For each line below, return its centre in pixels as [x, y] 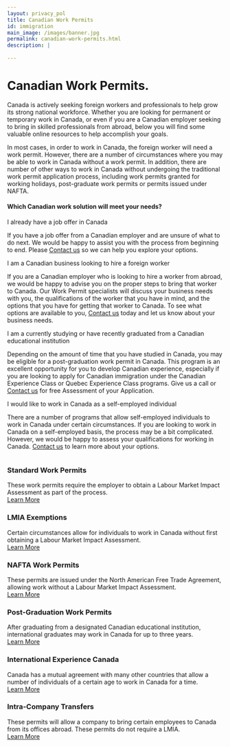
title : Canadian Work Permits [50, 20]
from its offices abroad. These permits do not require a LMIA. [94, 729]
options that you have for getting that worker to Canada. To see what [105, 306]
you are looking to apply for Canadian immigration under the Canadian [106, 376]
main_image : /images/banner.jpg [53, 33]
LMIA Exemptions [37, 518]
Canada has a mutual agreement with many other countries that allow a [108, 674]
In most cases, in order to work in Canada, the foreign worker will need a [110, 147]
